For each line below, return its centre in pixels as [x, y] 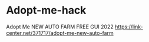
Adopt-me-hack [46, 10]
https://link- [129, 27]
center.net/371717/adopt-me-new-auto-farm [60, 33]
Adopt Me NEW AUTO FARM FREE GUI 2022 [60, 27]
